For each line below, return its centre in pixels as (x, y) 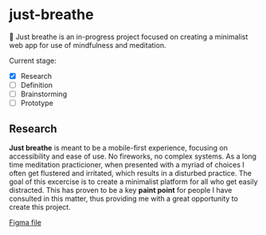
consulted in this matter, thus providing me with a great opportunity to (123, 198)
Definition (36, 85)
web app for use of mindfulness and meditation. (88, 45)
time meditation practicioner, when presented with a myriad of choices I (127, 164)
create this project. (40, 207)
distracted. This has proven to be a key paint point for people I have (121, 190)
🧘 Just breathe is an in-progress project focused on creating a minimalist (129, 37)
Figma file (25, 222)
